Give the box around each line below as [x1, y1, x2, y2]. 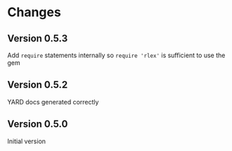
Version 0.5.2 [7, 79, 68, 91]
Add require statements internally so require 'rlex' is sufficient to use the [7, 51, 226, 59]
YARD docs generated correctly [7, 97, 99, 106]
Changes [7, 4, 61, 20]
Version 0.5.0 [7, 118, 68, 131]
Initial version [7, 137, 46, 145]
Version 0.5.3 [7, 32, 68, 44]
